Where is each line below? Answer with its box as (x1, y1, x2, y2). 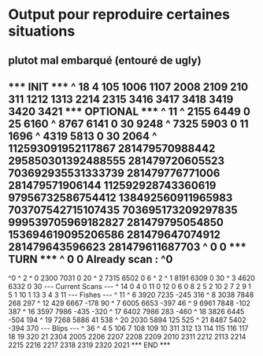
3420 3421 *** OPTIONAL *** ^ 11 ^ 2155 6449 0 (8, 105, 250, 118)
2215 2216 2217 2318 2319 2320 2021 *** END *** (8, 340, 171, 350)
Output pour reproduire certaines (8, 6, 231, 24)
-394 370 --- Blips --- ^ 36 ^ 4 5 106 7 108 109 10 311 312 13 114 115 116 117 (8, 324, 249, 333)
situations (8, 22, 76, 40)
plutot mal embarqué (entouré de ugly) (8, 54, 202, 67)
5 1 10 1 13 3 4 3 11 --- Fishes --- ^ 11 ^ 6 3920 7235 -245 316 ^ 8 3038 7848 (8, 290, 254, 300)
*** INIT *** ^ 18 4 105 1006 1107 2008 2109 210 (8, 80, 249, 94)
